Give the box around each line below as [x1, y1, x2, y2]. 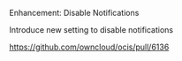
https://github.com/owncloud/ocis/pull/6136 [9, 42, 170, 52]
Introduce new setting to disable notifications [9, 25, 174, 34]
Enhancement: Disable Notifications [9, 8, 140, 18]
